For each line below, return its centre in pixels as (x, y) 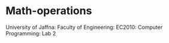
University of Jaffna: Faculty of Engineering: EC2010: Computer (84, 27)
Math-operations (49, 11)
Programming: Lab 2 (31, 33)
